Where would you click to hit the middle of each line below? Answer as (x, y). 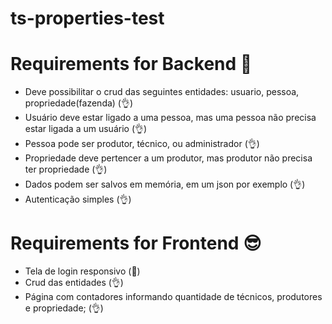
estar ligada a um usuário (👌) (86, 129)
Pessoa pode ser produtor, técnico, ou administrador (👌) (142, 144)
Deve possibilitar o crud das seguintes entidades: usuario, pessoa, (162, 92)
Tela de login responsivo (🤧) (82, 271)
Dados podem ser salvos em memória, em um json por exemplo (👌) (165, 184)
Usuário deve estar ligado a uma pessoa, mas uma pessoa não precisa (170, 118)
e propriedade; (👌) (64, 308)
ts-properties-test (87, 18)
